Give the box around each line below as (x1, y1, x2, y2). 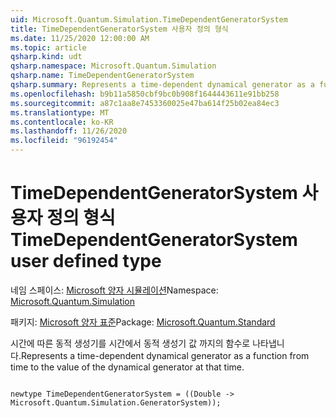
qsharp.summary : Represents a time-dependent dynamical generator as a (10, 80, 315, 90)
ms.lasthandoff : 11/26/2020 (10, 126, 128, 136)
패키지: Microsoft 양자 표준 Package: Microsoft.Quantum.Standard (10, 316, 276, 328)
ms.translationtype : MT (10, 107, 110, 118)
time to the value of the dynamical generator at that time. (10, 361, 245, 373)
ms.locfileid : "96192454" (10, 136, 118, 146)
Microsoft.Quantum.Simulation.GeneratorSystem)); (10, 397, 222, 408)
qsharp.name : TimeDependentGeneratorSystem (10, 71, 195, 81)
